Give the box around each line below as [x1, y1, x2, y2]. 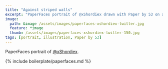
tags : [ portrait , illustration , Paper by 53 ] [5, 35, 101, 40]
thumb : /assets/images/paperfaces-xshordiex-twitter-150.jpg [9, 30, 140, 35]
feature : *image [9, 26, 43, 31]
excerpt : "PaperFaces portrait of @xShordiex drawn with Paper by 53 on [5, 12, 160, 17]
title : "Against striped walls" [5, 7, 72, 12]
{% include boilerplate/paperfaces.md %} [5, 58, 91, 64]
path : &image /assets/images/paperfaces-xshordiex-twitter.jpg [9, 21, 144, 26]
